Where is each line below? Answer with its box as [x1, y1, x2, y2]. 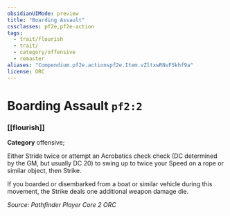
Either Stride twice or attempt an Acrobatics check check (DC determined [7, 152, 218, 160]
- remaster [13, 55, 45, 62]
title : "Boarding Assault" [7, 17, 85, 24]
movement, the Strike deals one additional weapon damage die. [7, 187, 189, 195]
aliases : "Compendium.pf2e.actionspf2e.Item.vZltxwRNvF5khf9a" [7, 62, 194, 69]
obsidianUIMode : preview [7, 10, 79, 17]
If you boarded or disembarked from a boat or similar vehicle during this [7, 179, 213, 188]
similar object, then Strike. [7, 166, 82, 174]
